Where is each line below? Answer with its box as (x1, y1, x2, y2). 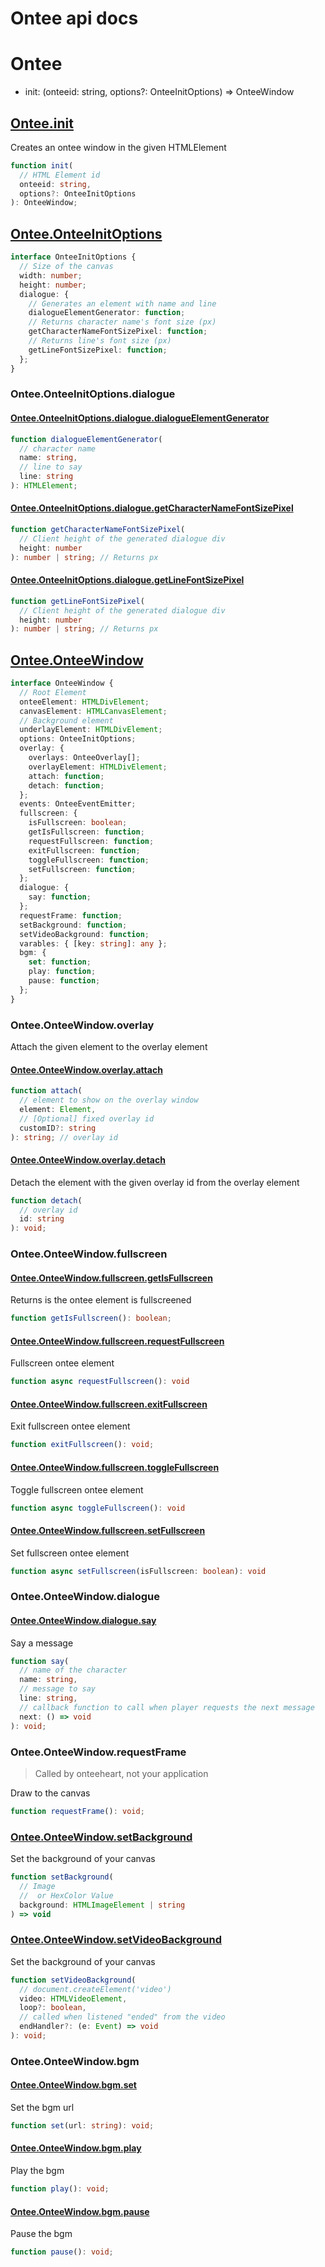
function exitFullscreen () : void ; (10, 1440, 155, 1450)
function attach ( (10, 1086, 83, 1096)
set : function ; (28, 957, 92, 967)
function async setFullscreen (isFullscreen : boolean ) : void (10, 1566, 267, 1576)
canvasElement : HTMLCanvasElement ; (19, 706, 168, 716)
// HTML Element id (19, 170, 101, 180)
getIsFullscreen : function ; (28, 827, 145, 837)
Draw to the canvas (10, 1787, 91, 1799)
